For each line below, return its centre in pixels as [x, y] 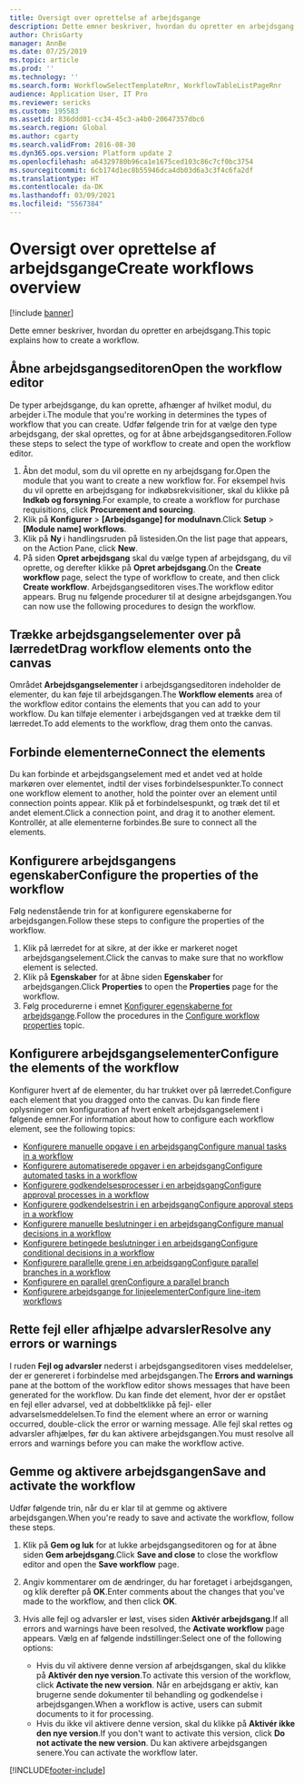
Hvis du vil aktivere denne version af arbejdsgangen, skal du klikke [161, 1665]
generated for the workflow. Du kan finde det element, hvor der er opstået [147, 1395]
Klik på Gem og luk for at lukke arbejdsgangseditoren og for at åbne [150, 1545]
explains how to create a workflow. [74, 340]
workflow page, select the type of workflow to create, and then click [151, 577]
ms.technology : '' [44, 77]
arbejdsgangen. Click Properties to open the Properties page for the [150, 987]
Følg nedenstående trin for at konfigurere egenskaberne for [121, 912]
